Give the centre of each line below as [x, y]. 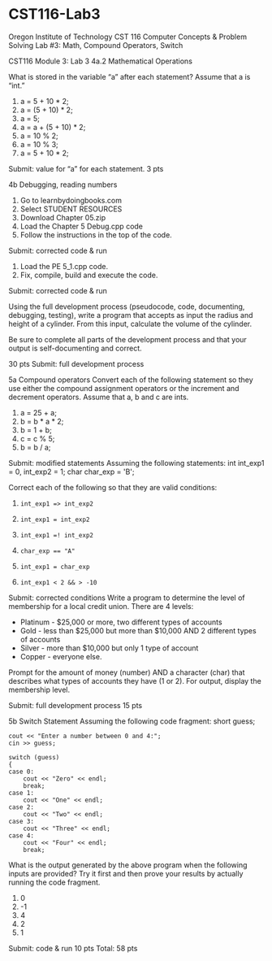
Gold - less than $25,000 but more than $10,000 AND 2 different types [138, 630]
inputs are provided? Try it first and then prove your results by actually [126, 873]
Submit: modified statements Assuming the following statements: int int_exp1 [136, 463]
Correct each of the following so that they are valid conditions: [113, 487]
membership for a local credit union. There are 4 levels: [101, 606]
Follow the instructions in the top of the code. [96, 235]
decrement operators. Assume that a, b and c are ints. [99, 397]
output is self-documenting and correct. [75, 348]
